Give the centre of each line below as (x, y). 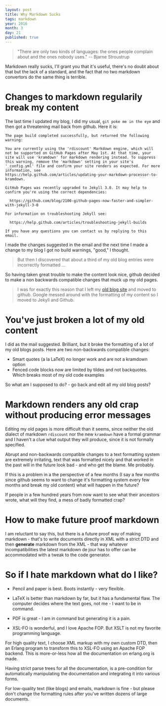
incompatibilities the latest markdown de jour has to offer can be (71, 549)
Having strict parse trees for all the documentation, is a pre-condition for (79, 668)
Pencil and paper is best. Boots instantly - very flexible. (68, 588)
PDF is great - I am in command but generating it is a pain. (71, 618)
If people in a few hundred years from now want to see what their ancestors (82, 495)
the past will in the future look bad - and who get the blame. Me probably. (80, 465)
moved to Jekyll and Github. (46, 300)
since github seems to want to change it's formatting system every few (77, 480)
